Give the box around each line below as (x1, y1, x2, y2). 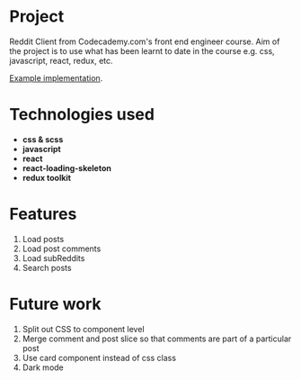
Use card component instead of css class (22, 352, 177, 363)
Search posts (22, 262, 72, 273)
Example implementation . (9, 72, 103, 83)
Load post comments (22, 243, 102, 254)
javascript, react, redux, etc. (9, 55, 114, 66)
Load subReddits (22, 252, 85, 263)
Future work (9, 294, 102, 314)
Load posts (22, 233, 65, 244)
